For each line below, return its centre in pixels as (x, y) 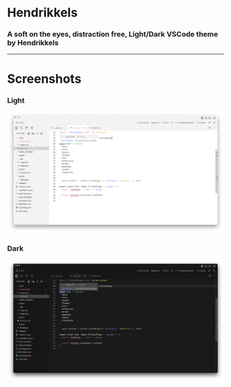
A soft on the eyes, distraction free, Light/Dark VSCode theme (113, 34)
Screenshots (44, 79)
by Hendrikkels (33, 43)
